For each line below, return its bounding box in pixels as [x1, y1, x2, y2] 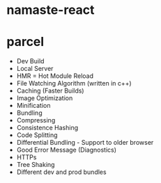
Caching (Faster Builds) [16, 86, 84, 95]
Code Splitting [16, 131, 58, 139]
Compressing [16, 116, 56, 125]
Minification [16, 102, 51, 110]
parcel [6, 34, 45, 50]
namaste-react [6, 2, 95, 18]
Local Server [16, 65, 54, 73]
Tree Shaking [16, 161, 55, 169]
